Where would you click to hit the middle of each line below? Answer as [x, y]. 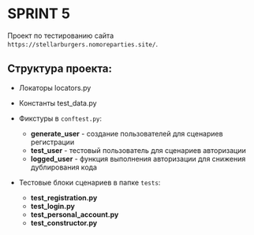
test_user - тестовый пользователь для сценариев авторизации [138, 150]
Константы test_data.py [58, 103]
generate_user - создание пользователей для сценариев [127, 133]
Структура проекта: [60, 69]
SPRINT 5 [39, 14]
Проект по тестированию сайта [61, 35]
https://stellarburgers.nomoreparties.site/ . [83, 43]
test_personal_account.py [75, 214]
